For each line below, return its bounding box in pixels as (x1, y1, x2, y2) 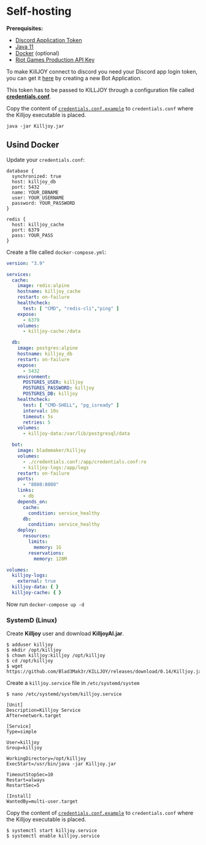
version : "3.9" (6, 260, 45, 266)
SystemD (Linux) (6, 616, 57, 624)
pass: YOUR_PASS (12, 232, 53, 239)
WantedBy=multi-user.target (6, 798, 78, 805)
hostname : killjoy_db (17, 351, 72, 357)
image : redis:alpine (17, 283, 70, 289)
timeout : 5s (22, 413, 53, 419)
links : (17, 487, 34, 494)
